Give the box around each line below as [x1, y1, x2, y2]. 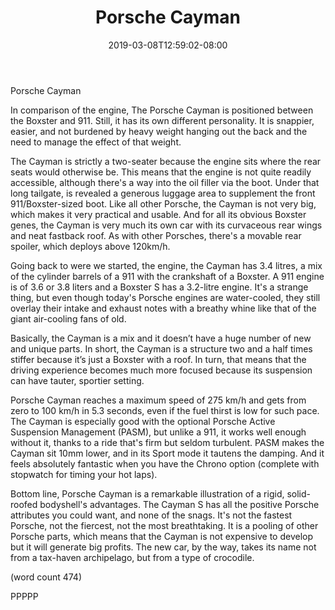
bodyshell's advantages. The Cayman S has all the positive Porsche [39, 498, 320, 510]
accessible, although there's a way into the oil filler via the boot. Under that [10, 176, 320, 188]
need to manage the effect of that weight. [10, 136, 182, 148]
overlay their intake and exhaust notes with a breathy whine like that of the [10, 302, 317, 314]
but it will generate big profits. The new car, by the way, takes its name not [10, 541, 317, 553]
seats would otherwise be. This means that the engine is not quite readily [10, 166, 312, 178]
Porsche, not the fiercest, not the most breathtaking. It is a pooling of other [10, 519, 319, 531]
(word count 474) [10, 571, 83, 583]
